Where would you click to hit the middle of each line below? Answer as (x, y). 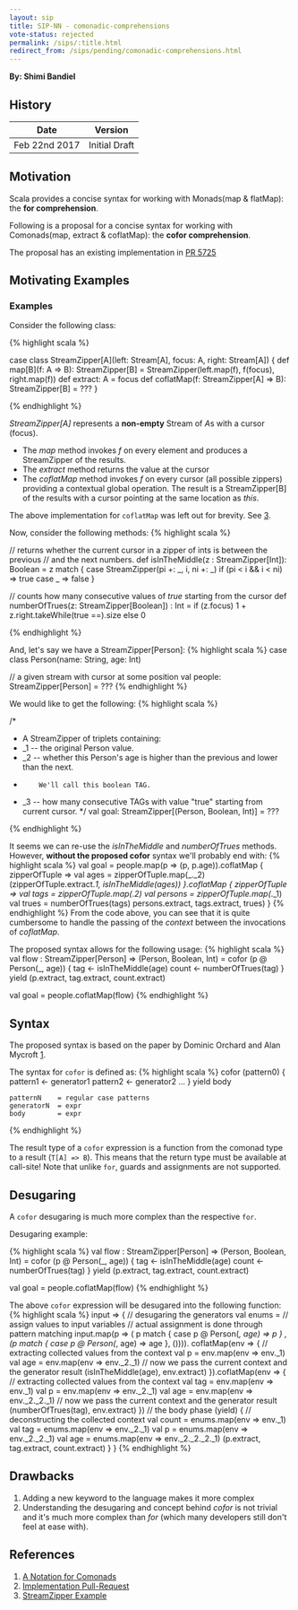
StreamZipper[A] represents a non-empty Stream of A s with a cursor (137, 423)
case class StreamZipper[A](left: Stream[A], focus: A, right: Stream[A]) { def (149, 361)
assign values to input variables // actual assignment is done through (136, 1325)
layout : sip (31, 17)
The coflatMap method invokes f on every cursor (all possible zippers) (153, 479)
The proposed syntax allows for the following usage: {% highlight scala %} (147, 949)
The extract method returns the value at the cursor (116, 470)
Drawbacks (42, 1476)
